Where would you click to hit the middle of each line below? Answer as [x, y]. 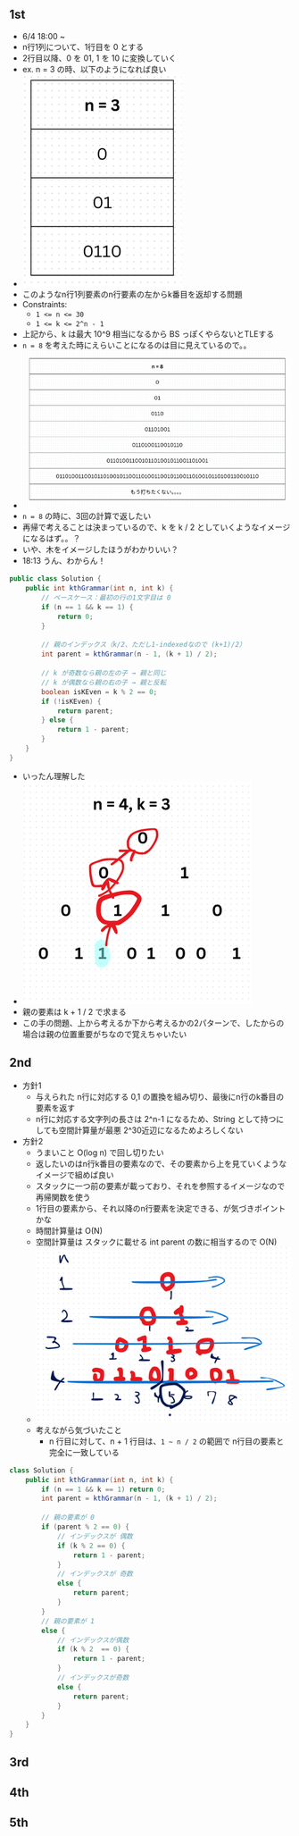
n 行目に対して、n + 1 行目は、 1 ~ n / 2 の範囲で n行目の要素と [166, 1441]
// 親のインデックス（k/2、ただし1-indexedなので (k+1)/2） [144, 645]
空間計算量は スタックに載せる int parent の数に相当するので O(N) [156, 1242]
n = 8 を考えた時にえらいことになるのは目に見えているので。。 [137, 345]
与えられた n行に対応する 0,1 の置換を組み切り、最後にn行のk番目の [160, 1096]
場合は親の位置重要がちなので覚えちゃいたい [104, 1034]
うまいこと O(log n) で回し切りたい [100, 1153]
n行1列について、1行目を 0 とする [83, 46]
